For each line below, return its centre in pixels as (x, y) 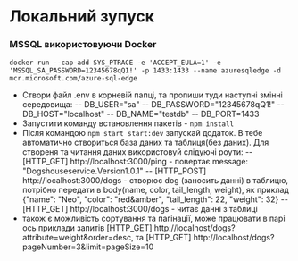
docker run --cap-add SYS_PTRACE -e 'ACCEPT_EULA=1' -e (115, 63)
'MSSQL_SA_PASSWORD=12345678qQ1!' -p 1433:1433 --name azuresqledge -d (145, 71)
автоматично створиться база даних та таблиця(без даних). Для (145, 143)
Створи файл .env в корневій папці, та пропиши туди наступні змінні (152, 95)
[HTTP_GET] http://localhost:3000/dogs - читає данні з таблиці (140, 209)
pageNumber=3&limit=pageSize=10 (88, 247)
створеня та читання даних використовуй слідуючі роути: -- (137, 152)
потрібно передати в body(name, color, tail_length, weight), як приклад (156, 190)
